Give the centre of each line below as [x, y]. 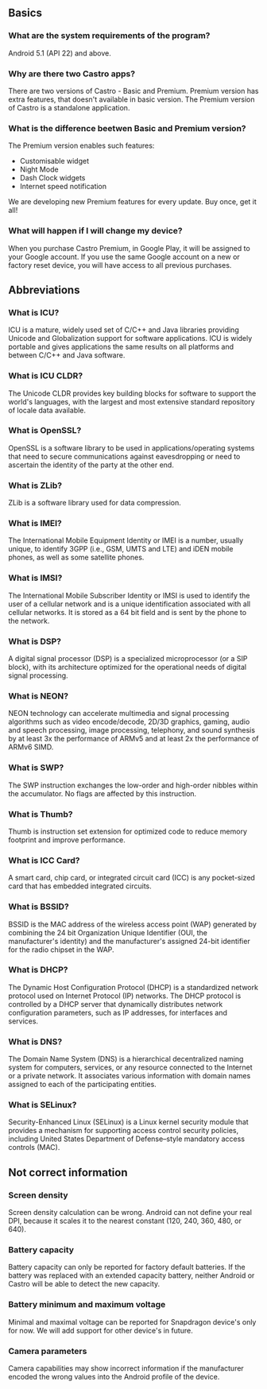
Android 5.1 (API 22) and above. [60, 53]
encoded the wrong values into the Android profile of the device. [114, 1377]
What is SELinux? [43, 1105]
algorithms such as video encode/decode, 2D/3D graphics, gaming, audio [129, 722]
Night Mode [39, 169]
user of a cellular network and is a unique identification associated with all [130, 604]
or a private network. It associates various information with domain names [130, 1076]
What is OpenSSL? [45, 431]
